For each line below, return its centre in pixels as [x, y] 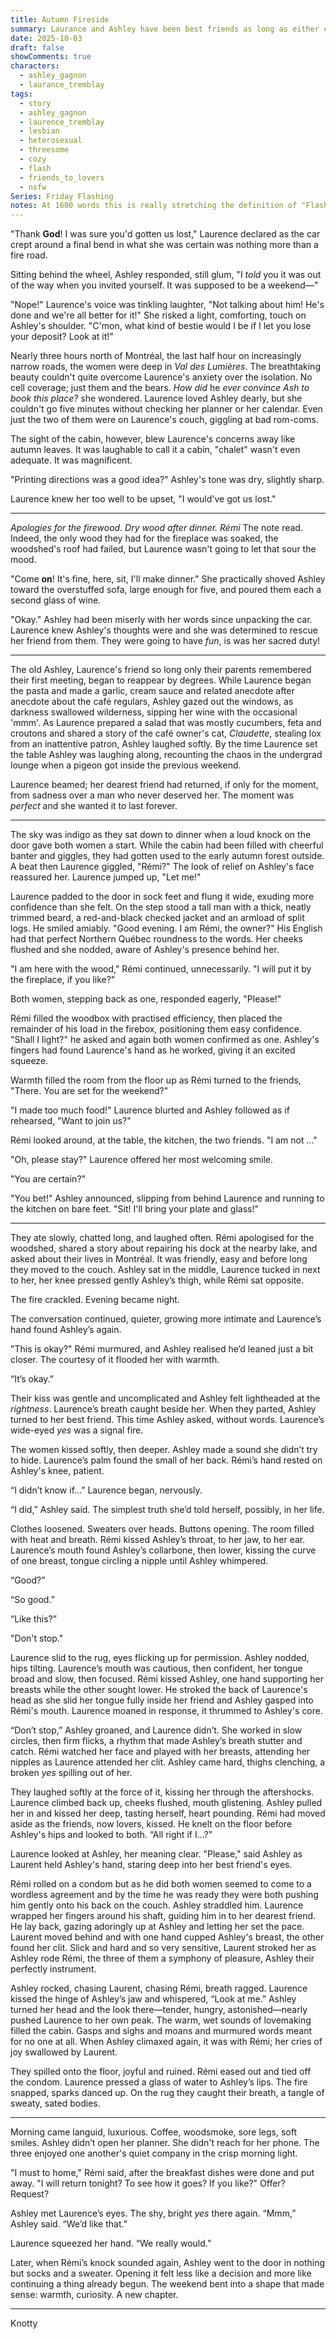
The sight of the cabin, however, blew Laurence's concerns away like [153, 439]
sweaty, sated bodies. [55, 2103]
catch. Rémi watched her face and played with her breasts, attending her [160, 1752]
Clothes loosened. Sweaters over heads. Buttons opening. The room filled [162, 1529]
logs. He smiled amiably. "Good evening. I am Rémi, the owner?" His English [166, 928]
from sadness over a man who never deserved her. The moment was [152, 795]
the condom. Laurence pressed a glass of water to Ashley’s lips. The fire [159, 2082]
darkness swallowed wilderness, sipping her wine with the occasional [154, 712]
